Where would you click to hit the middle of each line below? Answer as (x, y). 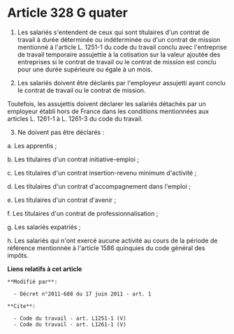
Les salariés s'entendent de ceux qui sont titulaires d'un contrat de (113, 32)
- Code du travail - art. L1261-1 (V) (70, 324)
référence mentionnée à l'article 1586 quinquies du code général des (106, 248)
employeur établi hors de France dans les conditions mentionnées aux (108, 111)
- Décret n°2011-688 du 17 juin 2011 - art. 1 (82, 294)
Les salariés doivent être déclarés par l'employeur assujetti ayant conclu (121, 82)
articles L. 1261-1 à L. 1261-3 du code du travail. (75, 118)
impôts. (18, 255)
